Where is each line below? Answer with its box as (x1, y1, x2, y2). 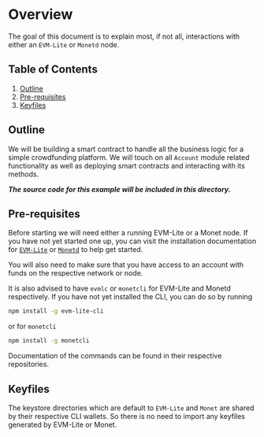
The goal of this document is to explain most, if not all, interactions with (8, 31, 240, 41)
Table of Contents (8, 63, 99, 76)
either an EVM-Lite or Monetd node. (8, 39, 120, 49)
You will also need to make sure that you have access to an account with (8, 260, 244, 269)
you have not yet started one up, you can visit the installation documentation (8, 236, 257, 246)
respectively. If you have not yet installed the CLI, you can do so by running (8, 292, 253, 302)
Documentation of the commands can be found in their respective (8, 351, 222, 361)
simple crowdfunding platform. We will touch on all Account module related (8, 152, 250, 162)
